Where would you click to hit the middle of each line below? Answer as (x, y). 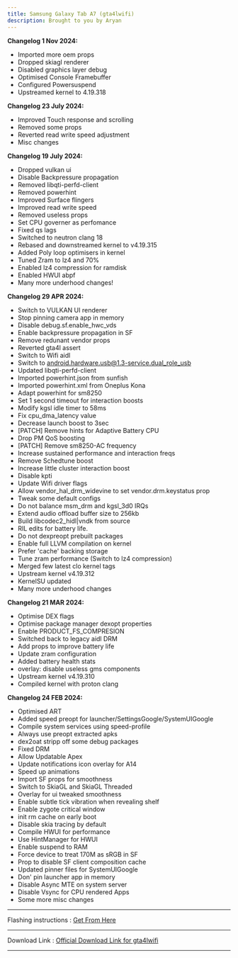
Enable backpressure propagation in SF (75, 332)
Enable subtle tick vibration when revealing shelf (88, 801)
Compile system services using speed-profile (84, 726)
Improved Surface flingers (56, 200)
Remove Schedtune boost (55, 461)
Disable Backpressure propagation (68, 177)
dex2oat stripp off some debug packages (78, 741)
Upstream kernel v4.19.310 (56, 676)
